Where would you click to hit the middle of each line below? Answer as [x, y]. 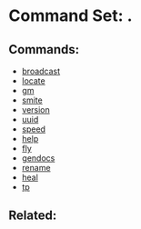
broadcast [41, 71]
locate [34, 81]
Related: [33, 216]
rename [36, 168]
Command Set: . [70, 16]
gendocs [38, 158]
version [36, 110]
